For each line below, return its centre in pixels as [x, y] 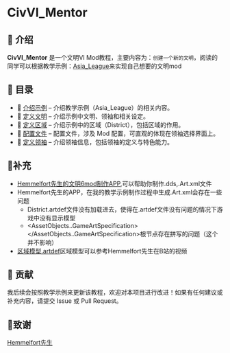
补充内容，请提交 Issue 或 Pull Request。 [65, 301]
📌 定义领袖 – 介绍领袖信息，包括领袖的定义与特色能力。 [95, 141]
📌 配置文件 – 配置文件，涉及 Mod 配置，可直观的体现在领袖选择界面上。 [118, 133]
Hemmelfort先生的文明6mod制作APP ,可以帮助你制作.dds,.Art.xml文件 [114, 183]
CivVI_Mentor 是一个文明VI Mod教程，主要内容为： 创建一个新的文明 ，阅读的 [112, 57]
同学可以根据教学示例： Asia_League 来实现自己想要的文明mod [94, 66]
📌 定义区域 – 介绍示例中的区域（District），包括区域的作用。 [101, 124]
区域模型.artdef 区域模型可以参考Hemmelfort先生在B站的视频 [102, 251]
